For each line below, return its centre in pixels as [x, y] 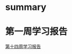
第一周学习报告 [37, 32]
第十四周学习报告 [23, 46]
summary [26, 7]
